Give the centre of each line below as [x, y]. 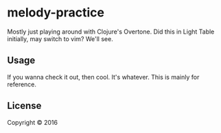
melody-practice [56, 13]
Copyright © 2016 [33, 122]
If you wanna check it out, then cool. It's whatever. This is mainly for [103, 77]
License [24, 106]
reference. [22, 84]
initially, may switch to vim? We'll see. [60, 38]
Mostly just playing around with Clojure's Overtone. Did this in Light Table [111, 32]
